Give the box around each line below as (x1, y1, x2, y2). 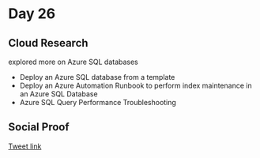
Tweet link (8, 141, 42, 151)
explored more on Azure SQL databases (8, 57, 138, 66)
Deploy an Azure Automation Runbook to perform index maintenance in (19, 81, 252, 90)
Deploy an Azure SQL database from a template (19, 73, 175, 81)
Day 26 (8, 5, 56, 23)
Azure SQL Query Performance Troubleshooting (19, 98, 176, 107)
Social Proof (8, 120, 70, 134)
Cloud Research (8, 36, 89, 50)
